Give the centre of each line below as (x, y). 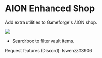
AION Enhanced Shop (50, 9)
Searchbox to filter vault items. (43, 41)
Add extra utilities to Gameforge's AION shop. (51, 22)
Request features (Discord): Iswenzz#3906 (49, 50)
